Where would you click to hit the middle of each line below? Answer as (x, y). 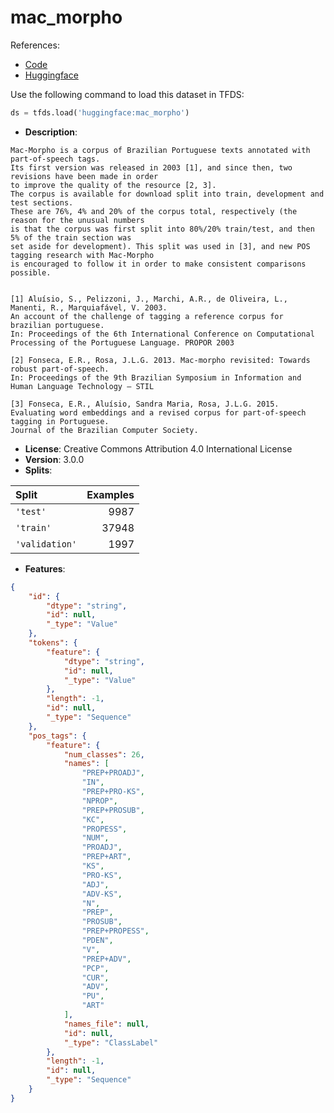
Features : (45, 568)
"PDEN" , (97, 941)
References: (35, 45)
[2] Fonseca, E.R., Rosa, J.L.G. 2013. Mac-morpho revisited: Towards (160, 360)
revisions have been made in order (84, 176)
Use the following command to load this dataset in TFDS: (127, 94)
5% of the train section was (71, 237)
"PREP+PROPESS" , (115, 931)
